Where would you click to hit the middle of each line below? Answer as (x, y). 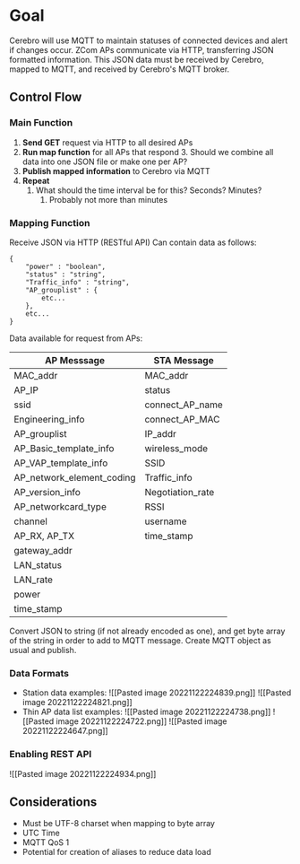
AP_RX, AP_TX (44, 536)
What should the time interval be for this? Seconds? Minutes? (149, 190)
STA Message (184, 360)
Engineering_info (49, 419)
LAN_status (38, 564)
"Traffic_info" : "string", (77, 282)
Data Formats (39, 673)
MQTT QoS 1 (46, 842)
